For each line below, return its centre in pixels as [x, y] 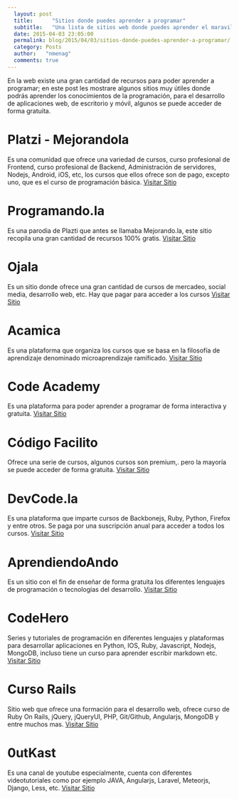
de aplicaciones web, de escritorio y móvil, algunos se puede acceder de [115, 103]
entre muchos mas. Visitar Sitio [53, 724]
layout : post [33, 14]
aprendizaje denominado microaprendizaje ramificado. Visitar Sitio [105, 357]
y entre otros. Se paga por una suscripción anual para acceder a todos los [116, 526]
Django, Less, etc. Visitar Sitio [51, 788]
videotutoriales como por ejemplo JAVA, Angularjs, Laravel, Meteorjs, [109, 780]
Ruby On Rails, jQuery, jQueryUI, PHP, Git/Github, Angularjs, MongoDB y [113, 717]
